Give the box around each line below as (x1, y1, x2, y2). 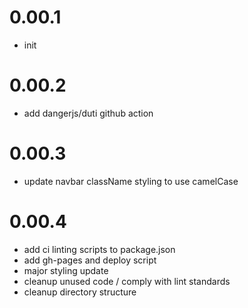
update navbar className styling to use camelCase (23, 175, 239, 187)
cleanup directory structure (23, 286, 137, 298)
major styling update (23, 264, 109, 276)
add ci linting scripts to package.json (23, 243, 176, 255)
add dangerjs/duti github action (23, 107, 154, 119)
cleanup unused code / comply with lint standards (23, 275, 231, 287)
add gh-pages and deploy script (23, 254, 157, 266)
